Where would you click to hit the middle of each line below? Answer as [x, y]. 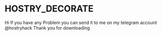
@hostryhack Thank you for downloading [47, 27]
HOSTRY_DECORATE [49, 9]
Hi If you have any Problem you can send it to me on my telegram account [81, 22]
